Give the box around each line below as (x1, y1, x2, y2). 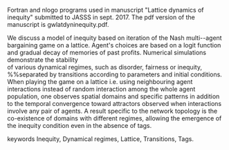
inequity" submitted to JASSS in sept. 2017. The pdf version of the (7, 13, 195, 21)
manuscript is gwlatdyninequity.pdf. (7, 21, 109, 28)
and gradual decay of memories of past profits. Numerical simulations (7, 48, 206, 56)
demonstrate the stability (7, 56, 78, 64)
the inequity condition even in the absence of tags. (7, 122, 152, 129)
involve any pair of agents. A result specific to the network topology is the (7, 107, 218, 115)
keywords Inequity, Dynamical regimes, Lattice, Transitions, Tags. (7, 135, 194, 143)
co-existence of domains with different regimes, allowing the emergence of (7, 114, 222, 122)
